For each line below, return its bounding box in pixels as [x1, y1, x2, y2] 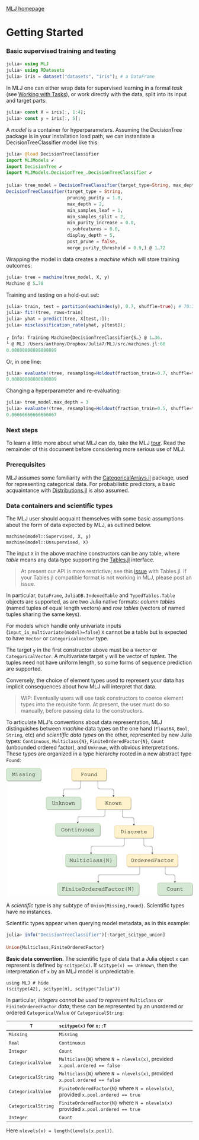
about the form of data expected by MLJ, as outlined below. [6, 521, 152, 528]
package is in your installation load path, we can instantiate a [6, 132, 155, 139]
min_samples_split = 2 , [67, 214, 126, 220]
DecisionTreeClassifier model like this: [6, 139, 99, 146]
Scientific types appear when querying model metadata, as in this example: [6, 919, 190, 926]
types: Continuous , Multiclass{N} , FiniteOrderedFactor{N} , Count [6, 737, 165, 744]
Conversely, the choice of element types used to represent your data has [6, 677, 185, 684]
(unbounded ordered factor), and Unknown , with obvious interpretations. [6, 744, 179, 751]
